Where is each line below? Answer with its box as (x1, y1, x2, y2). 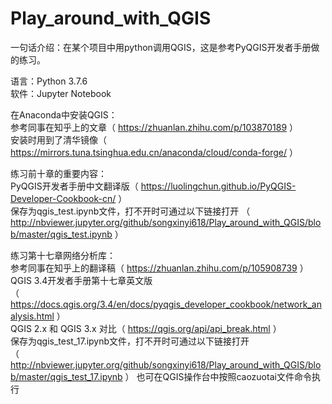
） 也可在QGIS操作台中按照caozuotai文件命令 (124, 370, 312, 382)
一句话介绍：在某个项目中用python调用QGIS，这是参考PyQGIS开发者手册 (10, 41, 312, 53)
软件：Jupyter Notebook (10, 87, 112, 99)
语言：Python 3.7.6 (10, 75, 88, 87)
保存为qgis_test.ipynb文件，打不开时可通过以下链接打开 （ (10, 205, 251, 217)
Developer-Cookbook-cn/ (10, 192, 117, 204)
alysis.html (10, 310, 55, 322)
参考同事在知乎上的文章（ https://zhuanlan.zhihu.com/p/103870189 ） (10, 121, 299, 133)
